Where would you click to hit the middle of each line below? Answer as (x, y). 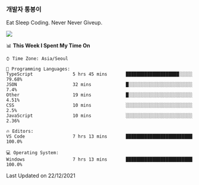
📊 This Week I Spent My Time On (48, 46)
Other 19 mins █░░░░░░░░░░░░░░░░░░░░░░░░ (99, 95)
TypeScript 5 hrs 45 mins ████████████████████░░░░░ (99, 74)
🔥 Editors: (20, 132)
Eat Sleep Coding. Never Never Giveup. (54, 23)
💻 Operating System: (33, 153)
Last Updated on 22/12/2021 (41, 176)
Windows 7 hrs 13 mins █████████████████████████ (99, 160)
